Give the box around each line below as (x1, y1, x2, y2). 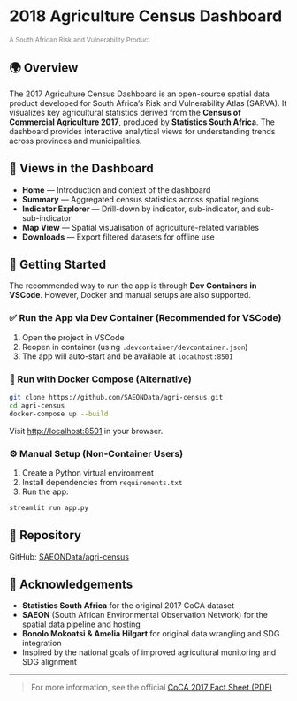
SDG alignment (21, 657, 78, 667)
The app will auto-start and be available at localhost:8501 (21, 351, 233, 362)
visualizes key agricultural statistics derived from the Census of (9, 107, 241, 118)
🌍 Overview (9, 60, 79, 76)
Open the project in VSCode (21, 331, 126, 342)
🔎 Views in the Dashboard (9, 161, 154, 176)
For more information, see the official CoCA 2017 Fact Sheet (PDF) (30, 682, 272, 693)
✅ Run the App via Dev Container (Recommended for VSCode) (9, 312, 282, 324)
